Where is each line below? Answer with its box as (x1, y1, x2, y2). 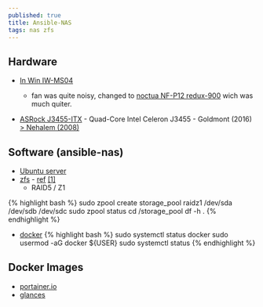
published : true (8, 11, 61, 20)
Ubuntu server (19, 166, 67, 175)
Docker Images (8, 261, 84, 274)
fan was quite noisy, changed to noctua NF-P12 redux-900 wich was (31, 91, 254, 100)
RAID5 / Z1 (31, 183, 65, 192)
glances (19, 290, 46, 299)
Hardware (8, 55, 57, 68)
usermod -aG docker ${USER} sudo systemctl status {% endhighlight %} (19, 238, 256, 247)
